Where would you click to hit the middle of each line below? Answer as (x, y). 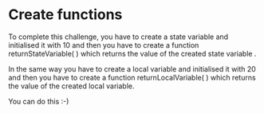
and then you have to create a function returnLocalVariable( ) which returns (132, 77)
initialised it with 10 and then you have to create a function (104, 45)
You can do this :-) (39, 101)
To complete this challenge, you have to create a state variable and (118, 37)
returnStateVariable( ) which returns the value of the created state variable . (132, 53)
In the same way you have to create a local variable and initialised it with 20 (132, 68)
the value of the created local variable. (71, 86)
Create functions (65, 15)
